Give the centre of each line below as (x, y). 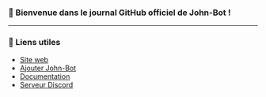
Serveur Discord (46, 84)
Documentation (45, 76)
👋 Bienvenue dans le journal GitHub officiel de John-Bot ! (120, 13)
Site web (34, 59)
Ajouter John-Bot (48, 68)
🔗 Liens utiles (34, 43)
